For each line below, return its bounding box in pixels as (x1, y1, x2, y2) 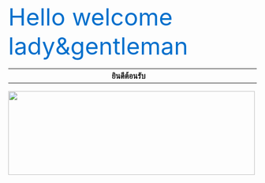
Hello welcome (8, 2, 174, 32)
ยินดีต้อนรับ (111, 70, 146, 81)
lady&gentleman (8, 31, 188, 61)
